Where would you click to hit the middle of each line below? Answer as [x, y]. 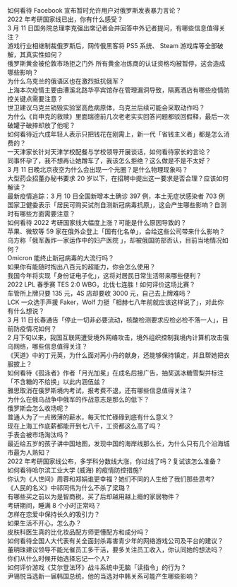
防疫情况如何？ [35, 329]
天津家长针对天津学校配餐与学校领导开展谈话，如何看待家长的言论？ [112, 152]
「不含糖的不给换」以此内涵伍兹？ [57, 382]
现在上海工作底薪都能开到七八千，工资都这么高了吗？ [85, 426]
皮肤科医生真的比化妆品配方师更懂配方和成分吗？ [78, 532]
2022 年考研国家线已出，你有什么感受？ [65, 19]
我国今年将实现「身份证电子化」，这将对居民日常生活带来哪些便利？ [105, 275]
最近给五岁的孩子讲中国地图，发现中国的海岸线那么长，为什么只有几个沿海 [115, 443]
